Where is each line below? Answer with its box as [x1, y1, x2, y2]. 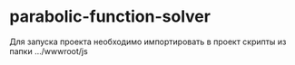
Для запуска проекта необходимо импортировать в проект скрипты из [9, 36, 287, 47]
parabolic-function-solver [9, 6, 211, 27]
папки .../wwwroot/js [9, 45, 88, 56]
